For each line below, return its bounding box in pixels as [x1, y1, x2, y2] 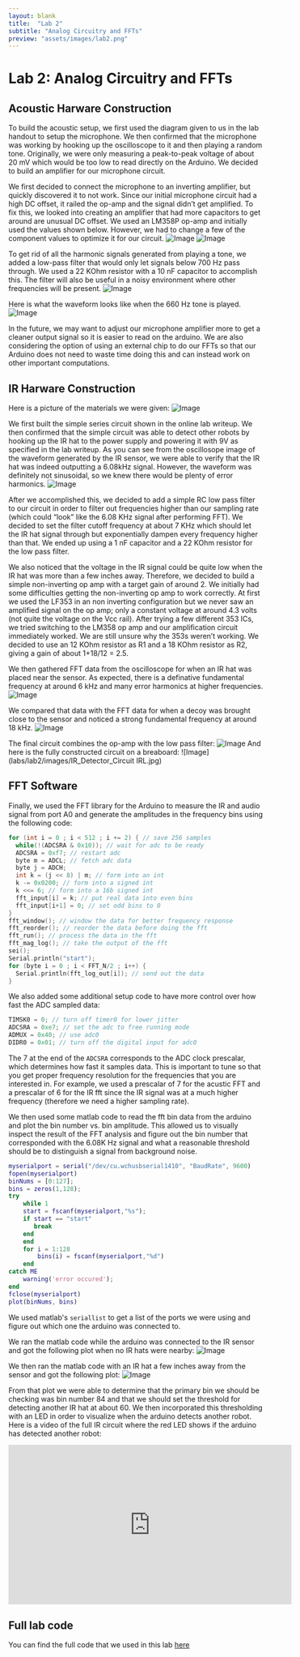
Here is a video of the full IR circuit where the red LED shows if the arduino [8, 1419, 257, 1429]
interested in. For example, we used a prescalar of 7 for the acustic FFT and [8, 1079, 261, 1089]
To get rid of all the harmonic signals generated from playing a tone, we [8, 249, 247, 259]
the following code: [8, 818, 73, 828]
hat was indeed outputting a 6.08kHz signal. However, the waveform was [8, 462, 252, 472]
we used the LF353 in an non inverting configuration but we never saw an [8, 597, 254, 606]
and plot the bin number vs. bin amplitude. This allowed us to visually [8, 1120, 239, 1130]
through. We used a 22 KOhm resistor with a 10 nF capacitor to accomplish [8, 267, 257, 276]
